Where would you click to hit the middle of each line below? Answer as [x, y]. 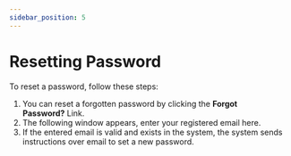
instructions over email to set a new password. [108, 141]
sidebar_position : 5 [48, 17]
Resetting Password [86, 61]
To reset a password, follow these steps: [84, 86]
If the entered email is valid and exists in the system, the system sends [152, 132]
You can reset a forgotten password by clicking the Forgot [130, 103]
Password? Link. [53, 113]
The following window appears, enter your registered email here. [141, 122]
